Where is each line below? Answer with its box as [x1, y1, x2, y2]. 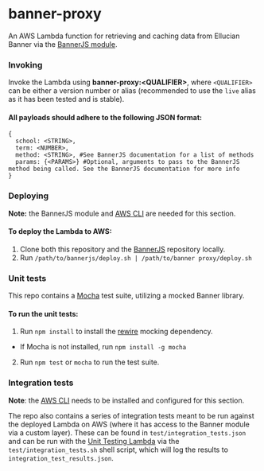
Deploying [8, 190, 49, 201]
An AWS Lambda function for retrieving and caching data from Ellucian [8, 31, 240, 41]
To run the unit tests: [8, 309, 79, 318]
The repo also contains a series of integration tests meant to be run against [8, 411, 254, 420]
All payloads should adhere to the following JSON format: [8, 112, 203, 122]
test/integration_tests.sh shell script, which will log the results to [8, 445, 229, 454]
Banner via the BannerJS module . [8, 39, 118, 49]
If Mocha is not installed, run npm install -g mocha [19, 342, 187, 352]
